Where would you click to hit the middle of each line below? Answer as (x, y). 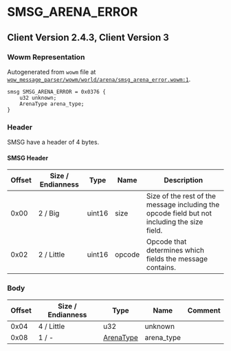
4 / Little (52, 326)
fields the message (177, 259)
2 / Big (49, 213)
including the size (175, 222)
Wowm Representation (46, 57)
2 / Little (52, 255)
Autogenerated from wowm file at (52, 72)
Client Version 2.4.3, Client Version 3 (88, 38)
